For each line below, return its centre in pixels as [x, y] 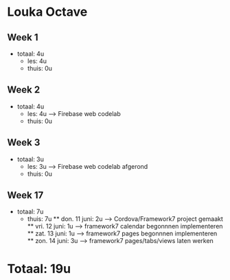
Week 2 [24, 90]
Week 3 [24, 142]
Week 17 [25, 195]
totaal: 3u [31, 159]
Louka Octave [47, 12]
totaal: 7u [30, 212]
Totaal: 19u [39, 269]
